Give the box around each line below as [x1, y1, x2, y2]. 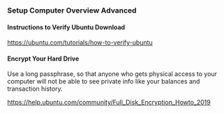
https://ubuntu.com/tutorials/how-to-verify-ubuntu [7, 38, 154, 47]
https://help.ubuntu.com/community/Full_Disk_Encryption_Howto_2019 [7, 98, 211, 107]
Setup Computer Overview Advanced [7, 6, 137, 15]
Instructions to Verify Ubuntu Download [7, 23, 126, 31]
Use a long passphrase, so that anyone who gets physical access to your [7, 70, 218, 78]
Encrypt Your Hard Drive [7, 54, 80, 63]
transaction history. [7, 84, 63, 93]
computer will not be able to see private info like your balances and [7, 77, 200, 86]
